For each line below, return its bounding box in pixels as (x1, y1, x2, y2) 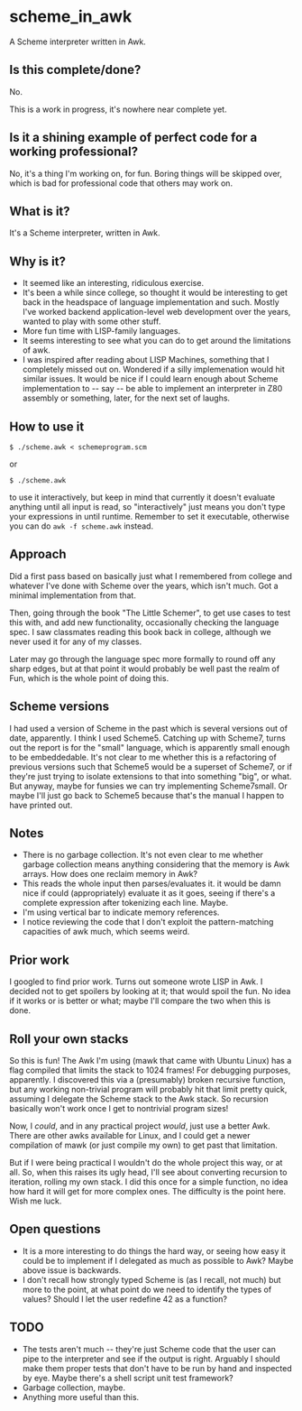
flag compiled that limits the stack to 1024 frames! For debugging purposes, (9, 1065, 291, 1075)
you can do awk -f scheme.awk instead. (9, 521, 154, 531)
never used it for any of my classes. (9, 636, 142, 647)
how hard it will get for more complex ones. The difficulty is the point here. (9, 1186, 287, 1197)
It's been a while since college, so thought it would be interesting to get (22, 287, 288, 299)
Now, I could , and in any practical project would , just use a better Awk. (9, 1120, 270, 1131)
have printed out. (9, 799, 73, 810)
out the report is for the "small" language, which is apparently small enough (9, 742, 290, 752)
